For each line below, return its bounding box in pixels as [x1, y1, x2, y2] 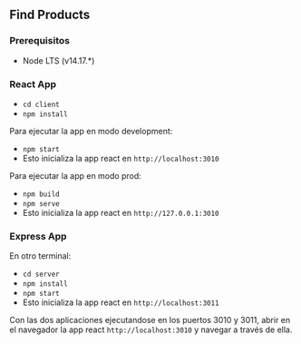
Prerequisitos [9, 34, 71, 47]
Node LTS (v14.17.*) [22, 54, 95, 66]
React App [9, 77, 57, 90]
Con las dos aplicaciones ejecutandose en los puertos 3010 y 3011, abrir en [9, 315, 291, 326]
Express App [9, 230, 67, 242]
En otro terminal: [9, 251, 72, 261]
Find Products [9, 7, 91, 23]
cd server [22, 270, 61, 280]
